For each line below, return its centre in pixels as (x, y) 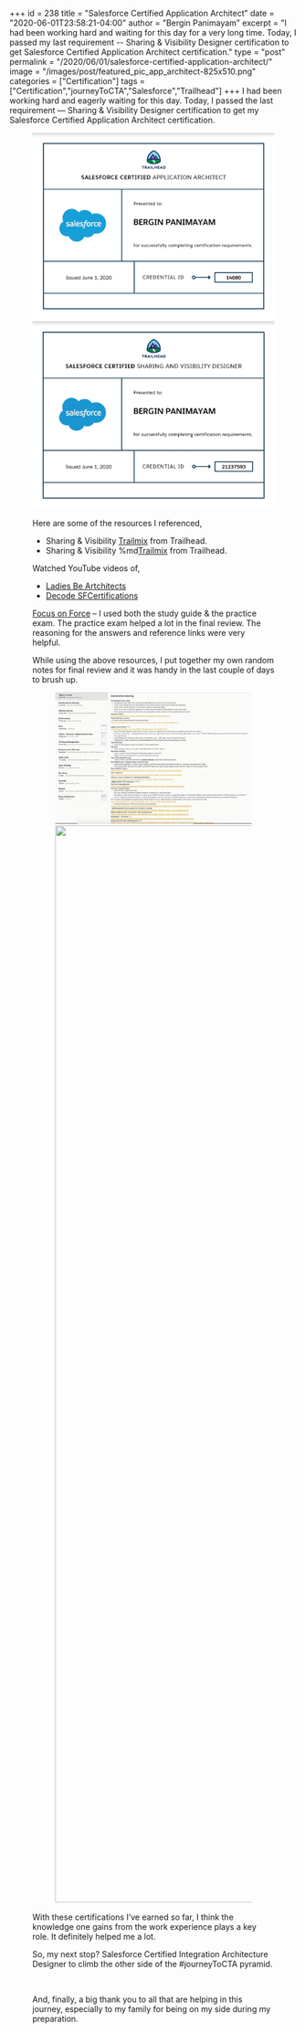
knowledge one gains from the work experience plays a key (145, 1926)
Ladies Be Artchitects (85, 586)
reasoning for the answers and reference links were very (139, 632)
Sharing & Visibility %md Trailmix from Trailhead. (136, 550)
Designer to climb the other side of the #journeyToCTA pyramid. (152, 1964)
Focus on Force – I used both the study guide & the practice (145, 613)
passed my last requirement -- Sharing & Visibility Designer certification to (149, 42)
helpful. (47, 642)
